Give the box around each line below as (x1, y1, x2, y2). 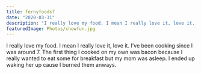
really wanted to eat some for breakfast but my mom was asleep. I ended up (6, 55, 196, 62)
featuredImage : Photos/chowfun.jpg (6, 25, 96, 32)
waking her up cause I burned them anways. (6, 61, 117, 69)
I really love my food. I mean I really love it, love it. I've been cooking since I (6, 42, 193, 49)
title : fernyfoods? (6, 8, 55, 15)
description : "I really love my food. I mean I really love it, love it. (6, 20, 196, 26)
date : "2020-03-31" (6, 14, 55, 20)
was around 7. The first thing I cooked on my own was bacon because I (6, 49, 183, 56)
